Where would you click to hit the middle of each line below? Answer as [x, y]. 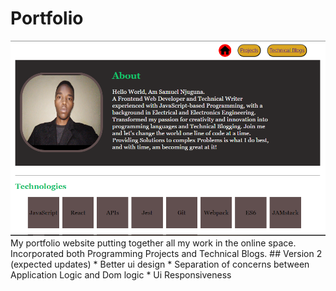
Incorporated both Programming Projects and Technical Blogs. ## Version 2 [166, 253]
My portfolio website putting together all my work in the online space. [153, 243]
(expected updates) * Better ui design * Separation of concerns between [160, 264]
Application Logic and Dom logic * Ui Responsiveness [121, 274]
